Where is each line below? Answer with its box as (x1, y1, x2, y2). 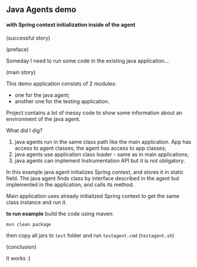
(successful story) (6, 34, 51, 41)
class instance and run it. (6, 199, 67, 206)
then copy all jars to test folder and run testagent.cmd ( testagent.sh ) (6, 232, 175, 239)
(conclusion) (6, 243, 37, 250)
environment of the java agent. (6, 115, 81, 123)
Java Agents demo (6, 5, 77, 15)
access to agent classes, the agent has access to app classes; (14, 144, 167, 151)
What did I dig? (6, 127, 43, 134)
